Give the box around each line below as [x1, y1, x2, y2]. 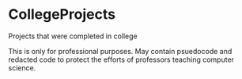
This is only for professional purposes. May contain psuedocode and [8, 46, 233, 56]
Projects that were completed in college [8, 31, 138, 41]
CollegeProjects [8, 5, 116, 23]
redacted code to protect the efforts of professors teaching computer [8, 55, 235, 64]
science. [8, 63, 36, 72]
